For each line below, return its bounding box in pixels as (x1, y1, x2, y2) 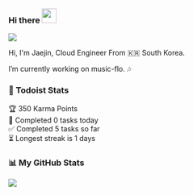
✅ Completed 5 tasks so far (8, 123, 100, 133)
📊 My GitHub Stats (8, 157, 85, 168)
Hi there (8, 15, 40, 26)
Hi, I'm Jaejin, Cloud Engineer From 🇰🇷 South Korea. (8, 48, 186, 58)
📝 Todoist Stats (8, 85, 69, 96)
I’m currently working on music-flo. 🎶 (8, 64, 132, 74)
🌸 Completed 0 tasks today (8, 115, 99, 125)
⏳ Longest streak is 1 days (8, 133, 95, 143)
